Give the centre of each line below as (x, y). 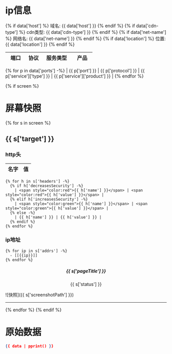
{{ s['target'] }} (30, 139)
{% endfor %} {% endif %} (34, 310)
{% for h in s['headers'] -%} (38, 181)
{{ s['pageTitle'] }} (86, 271)
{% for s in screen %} (28, 123)
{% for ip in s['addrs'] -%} (36, 251)
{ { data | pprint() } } (29, 346)
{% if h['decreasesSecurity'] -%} (47, 186)
